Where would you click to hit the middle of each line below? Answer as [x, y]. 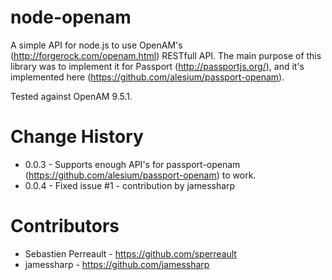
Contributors [65, 226]
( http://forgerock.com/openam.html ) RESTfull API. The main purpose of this [166, 55]
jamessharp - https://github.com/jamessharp [117, 264]
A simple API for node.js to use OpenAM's [96, 45]
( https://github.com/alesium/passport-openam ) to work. [140, 175]
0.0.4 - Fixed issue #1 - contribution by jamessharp [130, 185]
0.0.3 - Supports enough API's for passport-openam [132, 164]
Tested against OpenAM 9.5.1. [71, 96]
